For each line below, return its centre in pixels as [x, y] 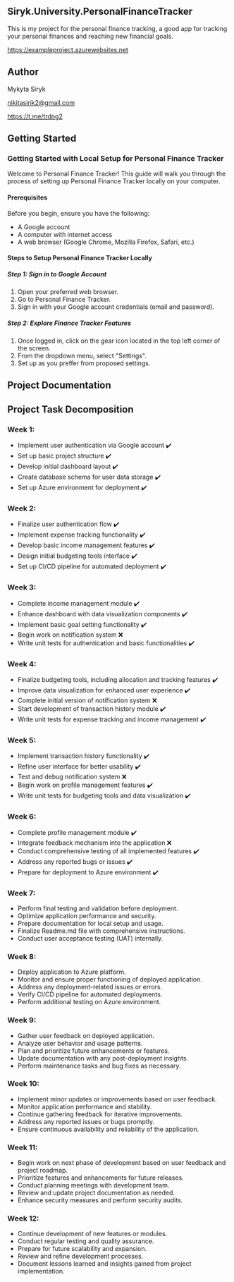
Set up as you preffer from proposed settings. [84, 363]
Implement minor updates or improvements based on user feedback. [117, 1099]
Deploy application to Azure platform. [72, 972]
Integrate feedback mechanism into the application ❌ [94, 843]
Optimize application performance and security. [87, 915]
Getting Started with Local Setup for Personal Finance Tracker [116, 158]
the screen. [34, 348]
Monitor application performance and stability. [85, 1106]
